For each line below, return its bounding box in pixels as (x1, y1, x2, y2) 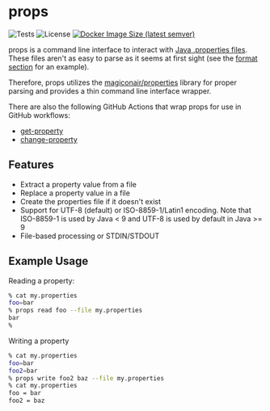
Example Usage (8, 254, 89, 268)
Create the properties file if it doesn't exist (19, 196, 162, 206)
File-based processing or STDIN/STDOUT (19, 231, 160, 241)
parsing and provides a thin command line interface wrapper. (8, 86, 212, 95)
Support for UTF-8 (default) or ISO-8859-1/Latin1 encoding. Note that (19, 205, 252, 215)
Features (8, 158, 54, 172)
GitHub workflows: (8, 110, 70, 120)
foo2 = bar (8, 367, 38, 375)
